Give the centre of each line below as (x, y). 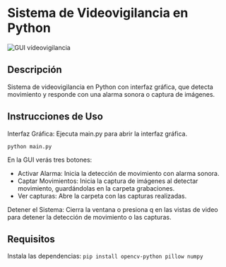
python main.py (30, 146)
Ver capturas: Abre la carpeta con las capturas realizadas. (102, 196)
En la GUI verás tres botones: (50, 160)
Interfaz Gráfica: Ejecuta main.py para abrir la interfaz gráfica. (97, 133)
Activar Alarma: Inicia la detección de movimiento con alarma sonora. (118, 173)
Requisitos (31, 239)
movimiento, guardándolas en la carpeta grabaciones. (96, 188)
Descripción (35, 70)
